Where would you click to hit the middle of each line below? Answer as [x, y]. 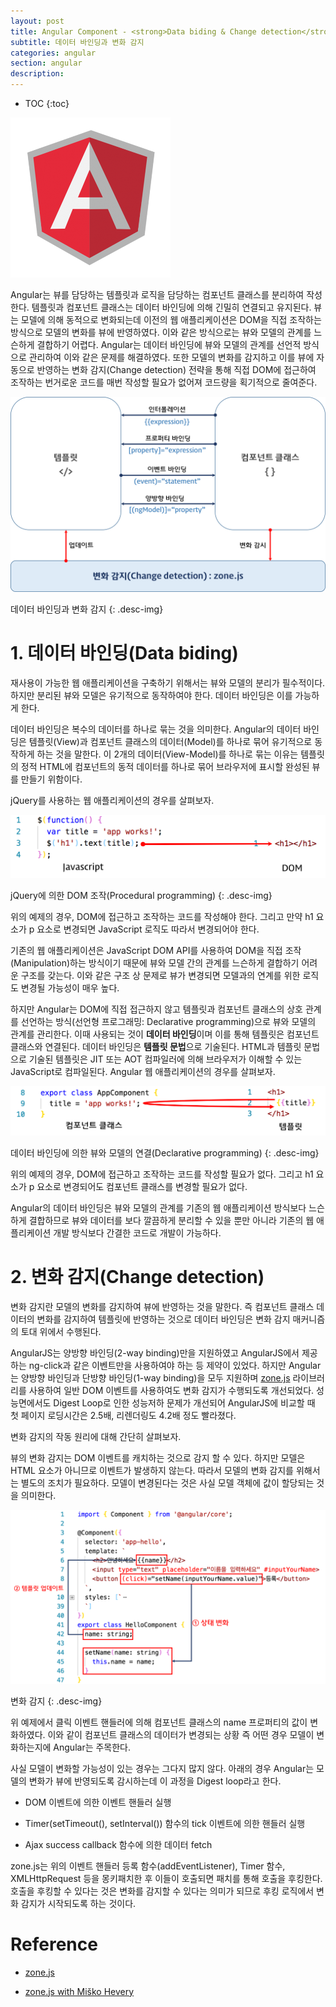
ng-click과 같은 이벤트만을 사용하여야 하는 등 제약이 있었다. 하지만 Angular [175, 1366]
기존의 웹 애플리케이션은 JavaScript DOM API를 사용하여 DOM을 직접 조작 [156, 950]
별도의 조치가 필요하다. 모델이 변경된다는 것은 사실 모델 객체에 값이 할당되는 [167, 1483]
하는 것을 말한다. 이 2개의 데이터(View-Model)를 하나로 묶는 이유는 [167, 754]
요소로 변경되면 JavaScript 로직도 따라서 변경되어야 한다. [148, 929]
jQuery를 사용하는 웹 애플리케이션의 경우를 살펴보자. [112, 800]
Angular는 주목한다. [92, 1747]
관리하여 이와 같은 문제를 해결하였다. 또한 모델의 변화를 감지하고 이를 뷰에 [171, 357]
